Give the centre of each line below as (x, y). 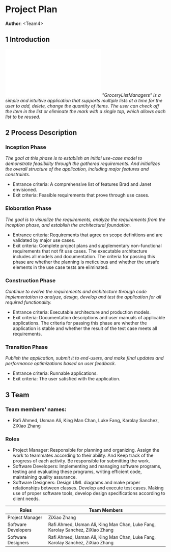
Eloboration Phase (28, 208)
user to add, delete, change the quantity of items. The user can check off (82, 106)
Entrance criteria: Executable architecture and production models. (82, 312)
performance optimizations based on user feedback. (61, 364)
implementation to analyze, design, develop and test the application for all (83, 297)
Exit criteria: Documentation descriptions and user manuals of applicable (89, 318)
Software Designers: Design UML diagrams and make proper (76, 483)
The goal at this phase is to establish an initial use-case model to (74, 158)
